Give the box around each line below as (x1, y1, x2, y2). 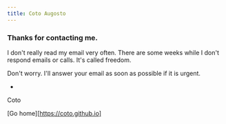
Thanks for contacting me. (7, 32, 99, 42)
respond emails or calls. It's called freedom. (7, 56, 132, 64)
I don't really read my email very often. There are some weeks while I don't (7, 48, 219, 56)
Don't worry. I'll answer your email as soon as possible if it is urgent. (7, 69, 201, 77)
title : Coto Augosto (7, 10, 67, 17)
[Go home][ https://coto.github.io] (7, 109, 102, 117)
